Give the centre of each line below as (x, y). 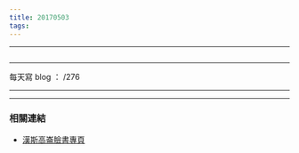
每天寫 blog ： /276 (44, 76)
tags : (19, 26)
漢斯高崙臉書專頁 (53, 140)
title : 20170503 (39, 17)
